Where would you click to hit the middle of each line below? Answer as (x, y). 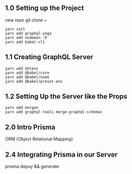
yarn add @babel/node (27, 77)
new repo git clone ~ (26, 20)
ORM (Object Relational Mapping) (39, 139)
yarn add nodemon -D (26, 37)
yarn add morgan (22, 108)
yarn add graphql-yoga (28, 33)
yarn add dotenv (22, 69)
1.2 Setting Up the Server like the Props (66, 96)
